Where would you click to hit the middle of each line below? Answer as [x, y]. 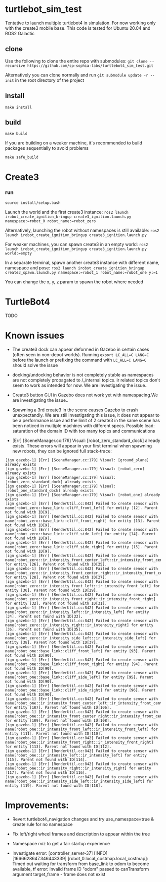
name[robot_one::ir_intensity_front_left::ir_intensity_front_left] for [82, 729]
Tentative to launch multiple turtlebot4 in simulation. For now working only [81, 23]
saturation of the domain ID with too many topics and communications [84, 431]
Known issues [35, 335]
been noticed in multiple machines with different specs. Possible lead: [83, 426]
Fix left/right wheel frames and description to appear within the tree [81, 834]
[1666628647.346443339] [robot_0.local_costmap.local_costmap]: [80, 858]
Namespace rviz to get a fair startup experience [61, 843]
